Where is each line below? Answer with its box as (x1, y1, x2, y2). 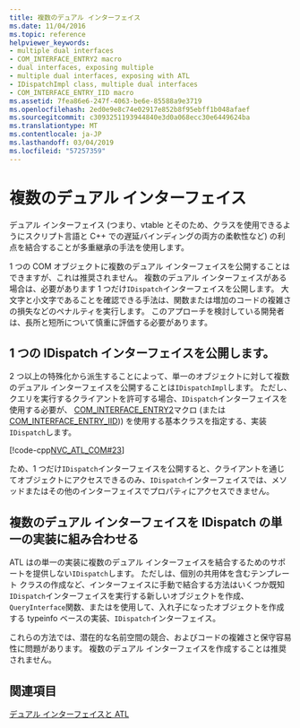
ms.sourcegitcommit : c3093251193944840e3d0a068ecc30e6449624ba (9, 113, 251, 122)
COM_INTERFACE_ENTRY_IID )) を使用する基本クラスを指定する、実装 (9, 416, 267, 427)
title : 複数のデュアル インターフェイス (9, 13, 141, 22)
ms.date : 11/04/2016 (9, 22, 87, 30)
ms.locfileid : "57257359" (9, 146, 106, 155)
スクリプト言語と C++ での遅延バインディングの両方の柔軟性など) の (24, 230, 278, 241)
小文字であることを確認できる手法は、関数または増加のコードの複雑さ (32, 294, 292, 305)
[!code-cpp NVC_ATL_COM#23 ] (9, 445, 125, 455)
